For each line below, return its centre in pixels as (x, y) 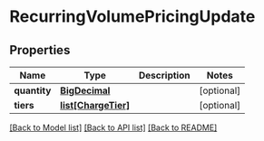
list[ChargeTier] (95, 105)
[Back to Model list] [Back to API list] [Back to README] (113, 127)
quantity (33, 90)
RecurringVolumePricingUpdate (132, 17)
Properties (40, 50)
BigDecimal (85, 90)
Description (165, 75)
